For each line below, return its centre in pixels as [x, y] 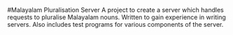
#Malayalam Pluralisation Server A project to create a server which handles [115, 10]
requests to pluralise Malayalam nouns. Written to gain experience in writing [116, 17]
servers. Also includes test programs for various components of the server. [115, 24]
